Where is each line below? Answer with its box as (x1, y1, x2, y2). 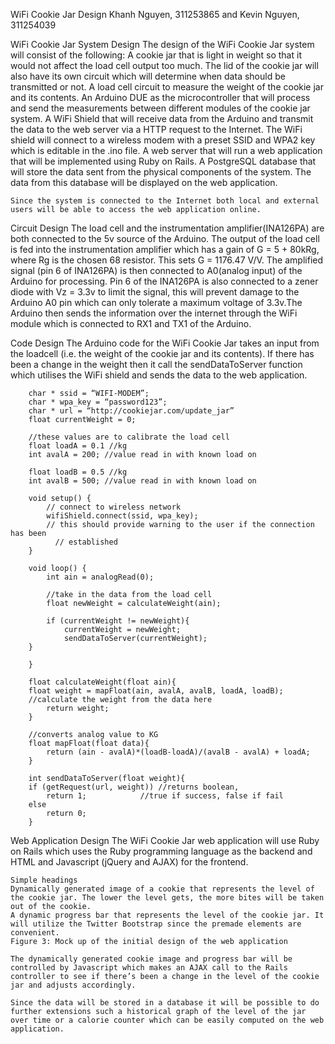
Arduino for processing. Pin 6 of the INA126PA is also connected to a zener (10, 275, 319, 287)
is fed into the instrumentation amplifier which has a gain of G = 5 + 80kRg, (10, 244, 320, 255)
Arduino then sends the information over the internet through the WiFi (10, 307, 298, 319)
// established (54, 537, 118, 547)
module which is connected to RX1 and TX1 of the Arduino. (10, 318, 252, 329)
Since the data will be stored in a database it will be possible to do (10, 998, 320, 1008)
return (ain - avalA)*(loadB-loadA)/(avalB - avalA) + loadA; (46, 747, 311, 757)
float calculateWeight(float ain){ (28, 677, 177, 687)
